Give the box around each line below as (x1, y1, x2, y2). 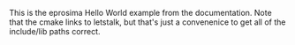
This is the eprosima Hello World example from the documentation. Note (9, 8, 272, 18)
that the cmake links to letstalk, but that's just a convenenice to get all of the (9, 17, 286, 27)
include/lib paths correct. (9, 26, 101, 36)
